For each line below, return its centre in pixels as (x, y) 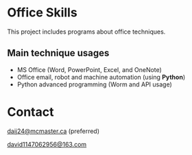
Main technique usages (58, 53)
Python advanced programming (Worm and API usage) (95, 84)
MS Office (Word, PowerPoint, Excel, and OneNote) (89, 69)
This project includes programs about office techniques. (86, 32)
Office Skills (42, 13)
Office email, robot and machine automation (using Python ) (101, 77)
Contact (31, 112)
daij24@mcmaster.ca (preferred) (53, 131)
